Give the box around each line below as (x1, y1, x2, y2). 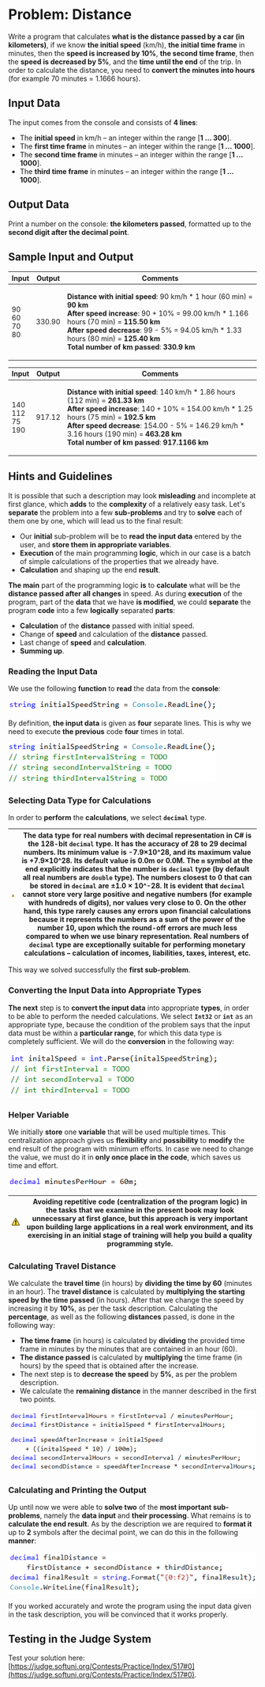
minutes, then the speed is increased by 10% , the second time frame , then (8, 48, 255, 58)
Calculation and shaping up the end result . (19, 565, 161, 574)
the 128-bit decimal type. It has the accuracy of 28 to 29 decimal (27, 838, 247, 848)
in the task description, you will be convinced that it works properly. (8, 1609, 229, 1619)
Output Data (8, 198, 69, 211)
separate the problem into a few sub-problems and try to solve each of (8, 508, 243, 517)
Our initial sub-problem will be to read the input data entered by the (19, 531, 242, 541)
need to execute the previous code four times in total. (8, 726, 185, 736)
